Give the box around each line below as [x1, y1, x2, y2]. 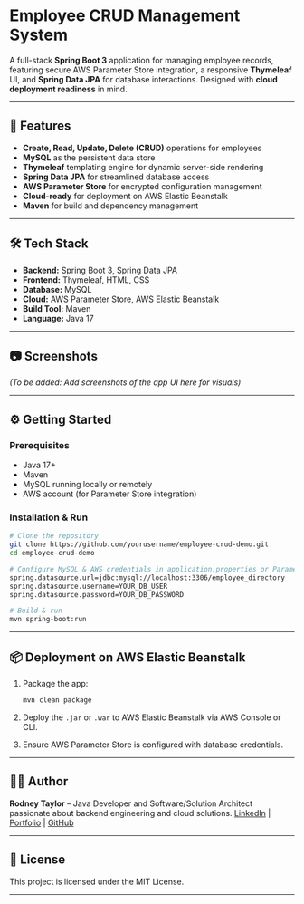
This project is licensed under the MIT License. [9, 876, 185, 887]
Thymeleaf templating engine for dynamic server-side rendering [22, 161, 264, 172]
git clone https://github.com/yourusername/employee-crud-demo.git [9, 540, 270, 549]
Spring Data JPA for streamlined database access [22, 171, 210, 182]
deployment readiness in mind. [9, 83, 128, 94]
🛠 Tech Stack [9, 236, 89, 252]
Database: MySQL [22, 284, 92, 294]
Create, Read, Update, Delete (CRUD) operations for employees [22, 142, 262, 153]
